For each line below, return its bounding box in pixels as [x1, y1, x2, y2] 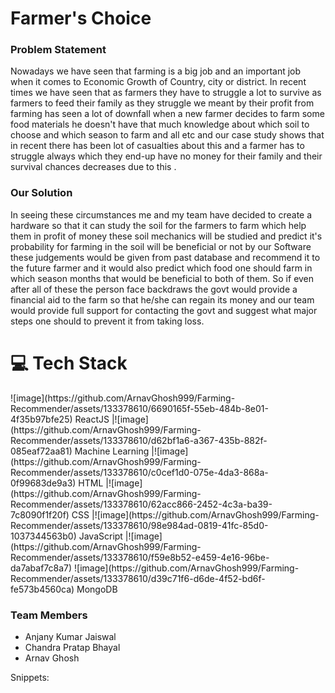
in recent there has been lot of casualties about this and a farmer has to [10, 140, 305, 152]
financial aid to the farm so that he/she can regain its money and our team [10, 293, 315, 306]
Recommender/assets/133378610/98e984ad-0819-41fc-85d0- [10, 519, 269, 531]
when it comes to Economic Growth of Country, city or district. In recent [10, 76, 307, 88]
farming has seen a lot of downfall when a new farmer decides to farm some [10, 108, 325, 120]
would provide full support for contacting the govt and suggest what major [10, 304, 318, 316]
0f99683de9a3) [10, 477, 77, 489]
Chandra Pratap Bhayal [24, 642, 121, 654]
